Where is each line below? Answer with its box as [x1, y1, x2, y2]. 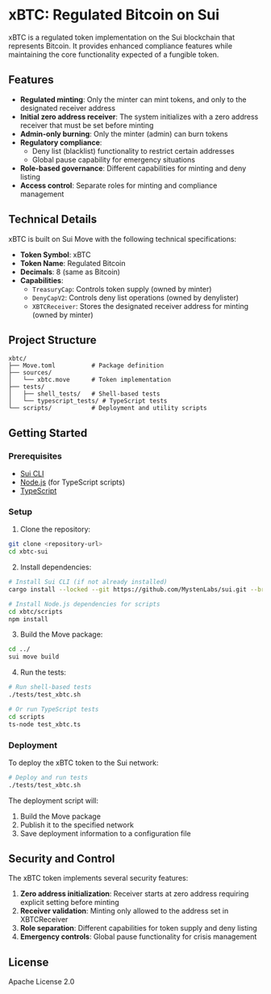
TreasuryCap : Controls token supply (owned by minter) [31, 284, 212, 294]
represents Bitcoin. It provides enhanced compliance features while [8, 40, 232, 50]
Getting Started [8, 426, 88, 440]
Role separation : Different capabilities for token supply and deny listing [19, 924, 258, 933]
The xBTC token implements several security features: [8, 873, 189, 883]
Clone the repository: [19, 524, 91, 535]
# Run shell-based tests [8, 683, 92, 692]
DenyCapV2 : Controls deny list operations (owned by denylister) [31, 293, 240, 302]
